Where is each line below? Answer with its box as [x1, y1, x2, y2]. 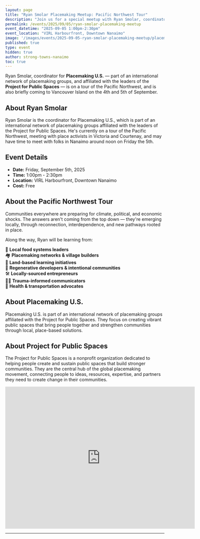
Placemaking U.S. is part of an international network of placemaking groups [5, 311, 163, 317]
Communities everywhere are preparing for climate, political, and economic [5, 211, 162, 217]
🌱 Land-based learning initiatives [5, 259, 77, 265]
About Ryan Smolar [5, 104, 68, 112]
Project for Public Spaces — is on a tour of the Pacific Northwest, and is [5, 84, 157, 90]
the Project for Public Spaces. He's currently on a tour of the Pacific [5, 128, 146, 134]
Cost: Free [12, 182, 35, 188]
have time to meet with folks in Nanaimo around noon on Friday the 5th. [5, 138, 154, 144]
